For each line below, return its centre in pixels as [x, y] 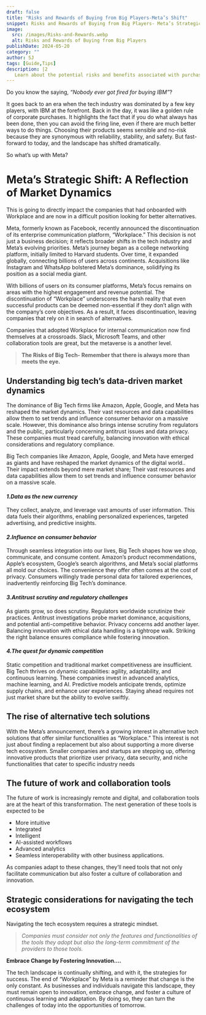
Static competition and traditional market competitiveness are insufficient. [100, 665]
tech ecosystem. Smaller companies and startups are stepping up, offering [101, 751]
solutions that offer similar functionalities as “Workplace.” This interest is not [103, 738]
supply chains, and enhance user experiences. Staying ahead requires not [100, 691]
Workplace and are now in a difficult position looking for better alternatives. [101, 216]
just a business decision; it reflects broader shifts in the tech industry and [99, 241]
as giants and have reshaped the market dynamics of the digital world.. [96, 463]
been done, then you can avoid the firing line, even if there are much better [101, 124]
